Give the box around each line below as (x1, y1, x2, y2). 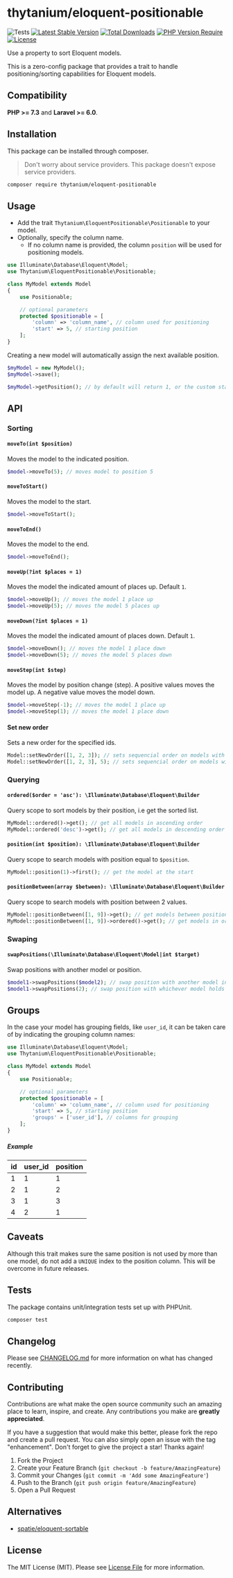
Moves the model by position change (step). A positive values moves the (7, 681, 215, 689)
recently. (7, 1361, 33, 1370)
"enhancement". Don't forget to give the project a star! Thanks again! (7, 1443, 205, 1452)
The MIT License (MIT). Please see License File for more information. (7, 1563, 205, 1571)
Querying (7, 775, 40, 784)
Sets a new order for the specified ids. (7, 739, 116, 747)
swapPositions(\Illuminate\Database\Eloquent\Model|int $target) (7, 951, 200, 958)
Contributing (7, 1381, 64, 1393)
